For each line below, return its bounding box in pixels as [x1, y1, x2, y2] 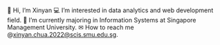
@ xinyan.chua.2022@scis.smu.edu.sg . [7, 31, 119, 38]
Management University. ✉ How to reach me [7, 23, 134, 31]
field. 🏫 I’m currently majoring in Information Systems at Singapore [7, 16, 196, 24]
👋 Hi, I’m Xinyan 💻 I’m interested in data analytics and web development [7, 6, 214, 14]
